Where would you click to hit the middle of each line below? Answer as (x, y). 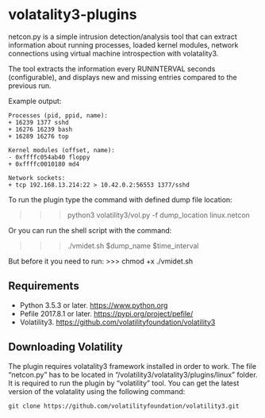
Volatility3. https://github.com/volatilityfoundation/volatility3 (117, 322)
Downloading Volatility (65, 347)
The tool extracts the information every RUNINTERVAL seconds (112, 68)
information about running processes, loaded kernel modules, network (123, 44)
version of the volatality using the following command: (97, 391)
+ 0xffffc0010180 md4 (44, 164)
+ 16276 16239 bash (40, 129)
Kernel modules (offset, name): (61, 150)
